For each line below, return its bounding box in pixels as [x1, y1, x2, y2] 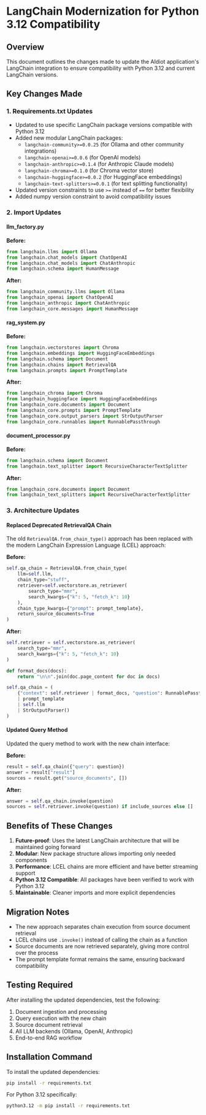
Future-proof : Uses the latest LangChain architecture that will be [15, 837, 180, 844]
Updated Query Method [6, 726, 68, 734]
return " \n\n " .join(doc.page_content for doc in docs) [17, 673, 161, 680]
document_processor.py [6, 432, 71, 440]
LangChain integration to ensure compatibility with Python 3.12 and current [6, 64, 195, 72]
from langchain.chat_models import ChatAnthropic [6, 260, 136, 266]
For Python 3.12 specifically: [6, 1091, 77, 1098]
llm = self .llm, [17, 571, 53, 577]
